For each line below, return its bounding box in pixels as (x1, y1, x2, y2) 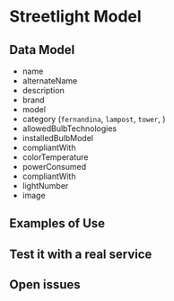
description (22, 85, 65, 95)
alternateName (22, 75, 78, 86)
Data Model (9, 42, 75, 58)
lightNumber (22, 181, 69, 190)
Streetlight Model (9, 6, 142, 27)
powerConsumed (22, 162, 87, 172)
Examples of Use (9, 216, 106, 231)
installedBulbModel (22, 133, 94, 143)
